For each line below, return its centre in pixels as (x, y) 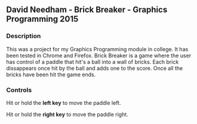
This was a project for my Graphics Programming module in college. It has (97, 49)
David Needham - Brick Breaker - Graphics (87, 10)
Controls (19, 90)
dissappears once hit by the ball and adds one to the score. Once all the (95, 68)
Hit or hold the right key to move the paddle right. (67, 114)
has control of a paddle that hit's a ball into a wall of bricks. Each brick (93, 61)
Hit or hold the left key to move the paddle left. (64, 103)
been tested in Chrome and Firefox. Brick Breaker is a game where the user (99, 55)
